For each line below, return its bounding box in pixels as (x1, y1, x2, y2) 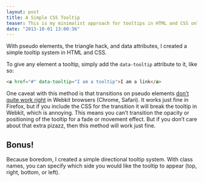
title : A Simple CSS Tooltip (6, 15, 80, 21)
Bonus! (6, 140, 34, 150)
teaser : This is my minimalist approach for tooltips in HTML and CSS (6, 20, 189, 26)
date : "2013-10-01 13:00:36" (6, 25, 80, 32)
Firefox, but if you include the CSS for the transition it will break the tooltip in (6, 103, 197, 110)
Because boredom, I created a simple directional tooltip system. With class (6, 155, 193, 163)
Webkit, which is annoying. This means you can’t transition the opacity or (6, 109, 189, 116)
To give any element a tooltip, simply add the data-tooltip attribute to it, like (6, 61, 197, 68)
